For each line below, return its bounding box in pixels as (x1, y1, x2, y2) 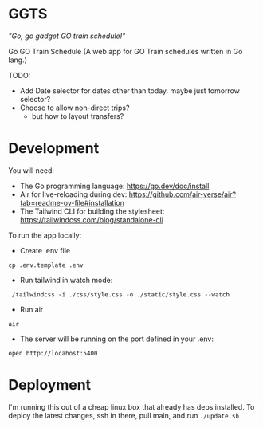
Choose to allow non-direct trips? (19, 103, 130, 112)
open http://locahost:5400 (8, 349, 98, 357)
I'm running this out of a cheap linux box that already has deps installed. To (8, 402, 255, 411)
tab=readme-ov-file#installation (19, 198, 125, 207)
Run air (19, 304, 44, 314)
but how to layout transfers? (31, 111, 124, 120)
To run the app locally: (8, 230, 82, 240)
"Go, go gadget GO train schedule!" (8, 31, 126, 41)
